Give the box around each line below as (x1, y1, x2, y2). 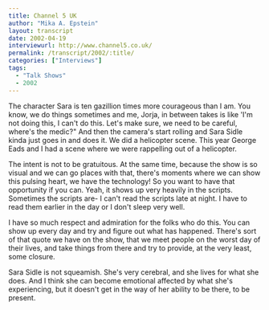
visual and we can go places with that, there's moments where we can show (8, 168, 261, 177)
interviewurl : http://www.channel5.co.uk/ (8, 42, 153, 50)
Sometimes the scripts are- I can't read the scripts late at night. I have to (8, 194, 247, 203)
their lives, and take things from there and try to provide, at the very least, (8, 243, 252, 253)
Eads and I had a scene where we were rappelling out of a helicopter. (8, 144, 237, 153)
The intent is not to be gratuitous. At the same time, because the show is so (8, 159, 259, 169)
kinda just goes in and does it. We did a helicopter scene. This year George (8, 135, 257, 145)
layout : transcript (8, 27, 74, 35)
